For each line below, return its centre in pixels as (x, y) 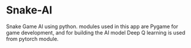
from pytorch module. (32, 39)
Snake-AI (29, 10)
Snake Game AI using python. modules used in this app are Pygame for (92, 26)
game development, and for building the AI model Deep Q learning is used (96, 32)
